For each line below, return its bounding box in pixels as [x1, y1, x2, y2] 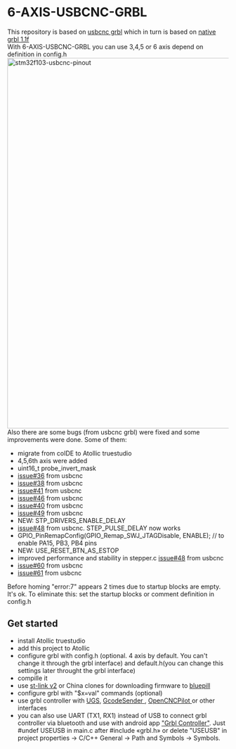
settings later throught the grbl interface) [17, 666, 136, 674]
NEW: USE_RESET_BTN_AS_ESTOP [17, 546, 119, 555]
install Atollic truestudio [17, 636, 86, 645]
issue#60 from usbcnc [17, 561, 84, 569]
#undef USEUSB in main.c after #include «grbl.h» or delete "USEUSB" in [17, 726, 228, 734]
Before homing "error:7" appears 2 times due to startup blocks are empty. [7, 582, 221, 591]
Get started [7, 617, 58, 630]
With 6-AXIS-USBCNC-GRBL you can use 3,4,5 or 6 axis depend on [7, 42, 204, 51]
